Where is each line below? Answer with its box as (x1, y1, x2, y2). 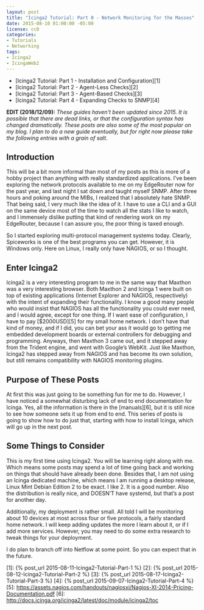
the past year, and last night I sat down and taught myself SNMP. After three (6, 188, 197, 195)
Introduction (6, 152, 55, 162)
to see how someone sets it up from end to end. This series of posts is (6, 410, 183, 417)
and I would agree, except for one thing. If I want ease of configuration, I (6, 311, 188, 318)
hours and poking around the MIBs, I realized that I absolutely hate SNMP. (6, 194, 192, 202)
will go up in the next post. (6, 423, 73, 430)
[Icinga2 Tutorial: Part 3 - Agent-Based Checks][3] (15, 90, 142, 97)
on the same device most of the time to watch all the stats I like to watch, (6, 207, 189, 215)
